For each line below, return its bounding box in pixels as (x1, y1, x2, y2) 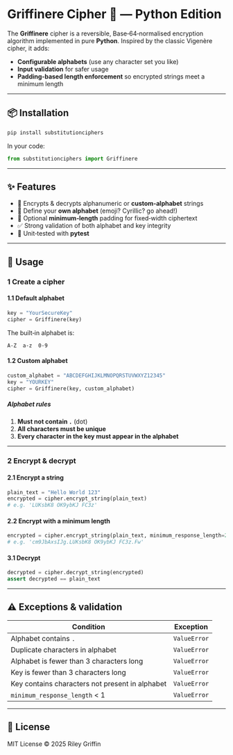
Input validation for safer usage (17, 65, 109, 73)
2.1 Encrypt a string (7, 473, 64, 482)
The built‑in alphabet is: (7, 328, 75, 336)
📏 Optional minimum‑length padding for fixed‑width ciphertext (17, 214, 198, 222)
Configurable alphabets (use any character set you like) (17, 57, 179, 65)
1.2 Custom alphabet (7, 357, 68, 365)
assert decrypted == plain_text (7, 576, 101, 583)
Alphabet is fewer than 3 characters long (10, 656, 144, 666)
